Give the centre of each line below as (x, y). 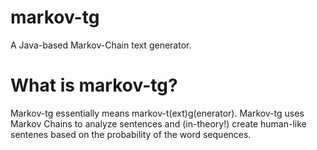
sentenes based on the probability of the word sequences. (131, 134)
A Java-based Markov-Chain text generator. (101, 45)
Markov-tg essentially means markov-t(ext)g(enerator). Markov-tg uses (157, 113)
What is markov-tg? (94, 85)
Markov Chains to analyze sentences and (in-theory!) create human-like (158, 123)
